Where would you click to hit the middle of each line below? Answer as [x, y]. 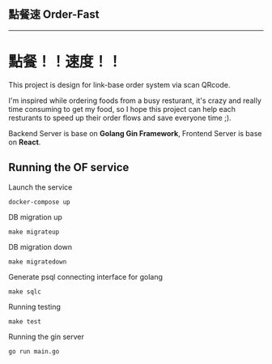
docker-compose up [39, 202]
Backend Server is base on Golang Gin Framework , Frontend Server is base [135, 133]
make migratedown [38, 262]
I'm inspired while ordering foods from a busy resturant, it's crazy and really [135, 101]
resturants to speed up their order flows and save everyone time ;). [120, 118]
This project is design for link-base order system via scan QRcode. [119, 84]
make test [25, 321]
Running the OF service [69, 167]
